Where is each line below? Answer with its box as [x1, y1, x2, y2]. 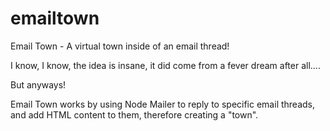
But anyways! [10, 78, 67, 91]
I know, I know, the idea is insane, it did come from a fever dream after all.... [10, 59, 321, 71]
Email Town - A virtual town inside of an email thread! [10, 40, 230, 52]
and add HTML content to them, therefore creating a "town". [10, 108, 259, 121]
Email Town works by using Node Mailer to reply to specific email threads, [10, 98, 316, 110]
